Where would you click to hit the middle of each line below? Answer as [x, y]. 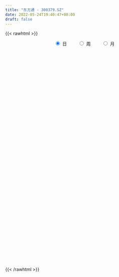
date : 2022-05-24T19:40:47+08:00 [40, 15]
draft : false [19, 19]
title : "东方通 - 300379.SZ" [35, 10]
